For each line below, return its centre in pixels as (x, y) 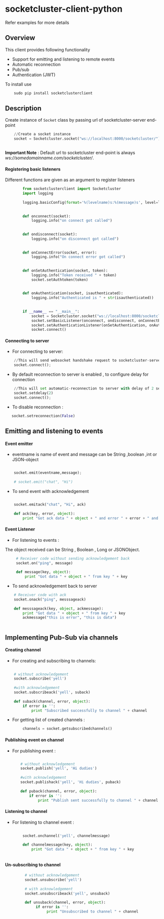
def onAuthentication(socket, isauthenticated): (73, 293)
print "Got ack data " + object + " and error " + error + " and (91, 518)
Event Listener (20, 529)
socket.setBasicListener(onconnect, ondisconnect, (84, 321)
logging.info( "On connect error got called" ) (78, 257)
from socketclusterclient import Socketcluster (72, 189)
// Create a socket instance (42, 134)
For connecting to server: (38, 352)
